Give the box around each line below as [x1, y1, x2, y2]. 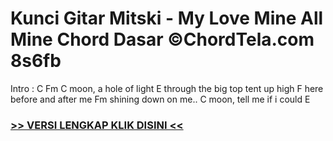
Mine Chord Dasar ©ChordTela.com [10, 28, 315, 51]
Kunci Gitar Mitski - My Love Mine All [10, 7, 324, 30]
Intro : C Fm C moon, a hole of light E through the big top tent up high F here [10, 82, 324, 94]
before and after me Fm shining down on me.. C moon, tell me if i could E [10, 93, 311, 105]
